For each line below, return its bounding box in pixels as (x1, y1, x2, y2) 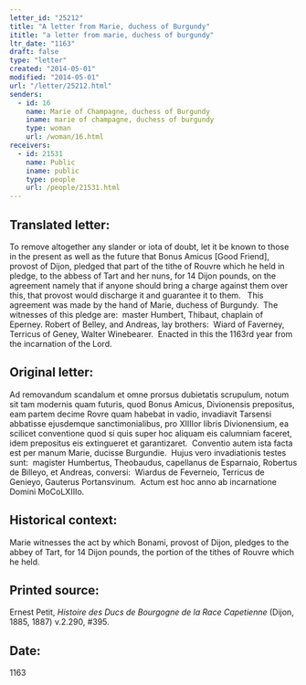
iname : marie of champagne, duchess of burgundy (26, 115, 215, 124)
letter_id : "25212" (9, 13, 84, 23)
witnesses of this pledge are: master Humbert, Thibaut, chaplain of (9, 309, 263, 320)
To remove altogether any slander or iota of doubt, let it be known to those (9, 241, 290, 252)
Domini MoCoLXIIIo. (9, 486, 85, 497)
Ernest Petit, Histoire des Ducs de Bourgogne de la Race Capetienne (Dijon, (9, 606, 294, 617)
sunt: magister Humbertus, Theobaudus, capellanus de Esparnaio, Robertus (9, 457, 298, 468)
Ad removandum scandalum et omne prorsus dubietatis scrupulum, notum (9, 389, 290, 400)
